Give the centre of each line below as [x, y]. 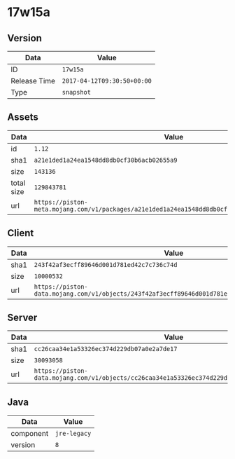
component [30, 434]
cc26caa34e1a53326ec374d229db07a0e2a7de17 [106, 349]
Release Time [33, 81]
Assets [23, 117]
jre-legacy [73, 434]
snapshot [76, 92]
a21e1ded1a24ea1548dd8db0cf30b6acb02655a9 [106, 160]
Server [22, 318]
